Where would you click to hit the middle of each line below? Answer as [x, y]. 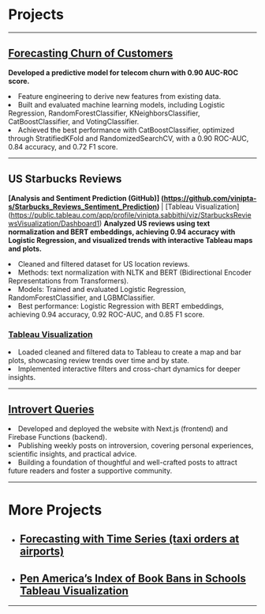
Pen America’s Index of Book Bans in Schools [133, 578]
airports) [42, 551]
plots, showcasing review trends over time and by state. [99, 360]
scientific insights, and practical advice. [73, 453]
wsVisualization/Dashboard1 [54, 223]
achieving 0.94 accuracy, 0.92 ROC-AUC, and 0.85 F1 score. [106, 314]
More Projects [55, 510]
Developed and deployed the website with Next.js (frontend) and [123, 428]
